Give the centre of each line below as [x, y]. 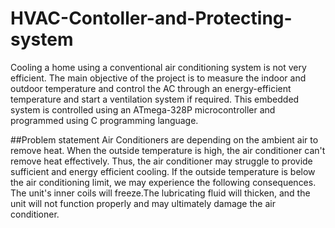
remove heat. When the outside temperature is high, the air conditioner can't [168, 150]
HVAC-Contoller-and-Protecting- [151, 18]
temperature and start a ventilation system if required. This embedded [155, 99]
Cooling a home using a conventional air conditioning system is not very [158, 67]
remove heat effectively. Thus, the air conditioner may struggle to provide [161, 161]
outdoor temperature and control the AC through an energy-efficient [151, 88]
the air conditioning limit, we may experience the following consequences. [163, 182]
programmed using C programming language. [104, 120]
